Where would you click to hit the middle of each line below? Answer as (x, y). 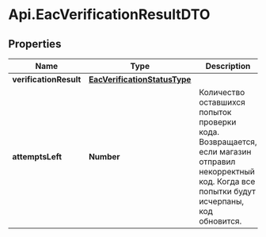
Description (228, 66)
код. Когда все (227, 182)
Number (104, 157)
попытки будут (227, 191)
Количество (222, 92)
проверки (218, 122)
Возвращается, (228, 142)
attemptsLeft (37, 157)
